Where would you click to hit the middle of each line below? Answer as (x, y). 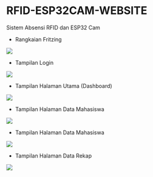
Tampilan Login (34, 62)
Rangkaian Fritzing (38, 39)
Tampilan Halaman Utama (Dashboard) (63, 85)
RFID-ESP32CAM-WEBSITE (77, 11)
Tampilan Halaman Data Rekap (53, 156)
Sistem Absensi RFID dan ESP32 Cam (53, 27)
